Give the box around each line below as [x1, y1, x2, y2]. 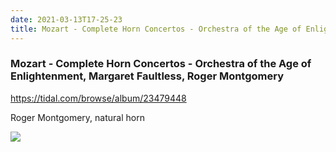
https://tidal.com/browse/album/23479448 [10, 92, 187, 104]
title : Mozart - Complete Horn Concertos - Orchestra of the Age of [10, 24, 302, 34]
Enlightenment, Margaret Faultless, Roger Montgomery [10, 69, 285, 83]
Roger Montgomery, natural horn [10, 111, 145, 123]
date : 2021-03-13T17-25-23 [10, 14, 123, 25]
